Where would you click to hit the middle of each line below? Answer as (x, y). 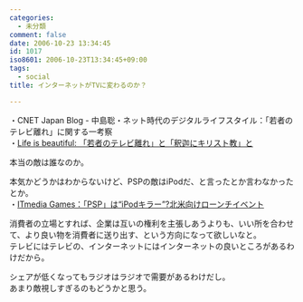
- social (34, 77)
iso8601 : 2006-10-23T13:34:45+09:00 (78, 60)
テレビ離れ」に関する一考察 (61, 132)
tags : (19, 69)
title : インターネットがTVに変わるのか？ (78, 85)
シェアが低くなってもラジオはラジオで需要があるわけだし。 (120, 277)
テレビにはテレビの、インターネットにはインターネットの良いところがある (148, 246)
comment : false (38, 34)
